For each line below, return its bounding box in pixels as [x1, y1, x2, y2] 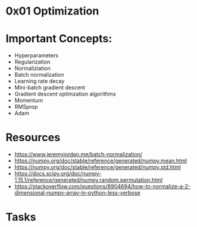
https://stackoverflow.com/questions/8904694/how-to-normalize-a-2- [14, 183, 191, 190]
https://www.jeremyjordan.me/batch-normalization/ [14, 151, 143, 158]
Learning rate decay [14, 77, 64, 85]
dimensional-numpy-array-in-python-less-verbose [14, 189, 141, 197]
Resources [5, 131, 61, 144]
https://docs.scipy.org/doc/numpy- [14, 170, 102, 177]
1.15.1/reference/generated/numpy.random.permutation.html [14, 176, 163, 184]
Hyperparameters [14, 52, 58, 59]
